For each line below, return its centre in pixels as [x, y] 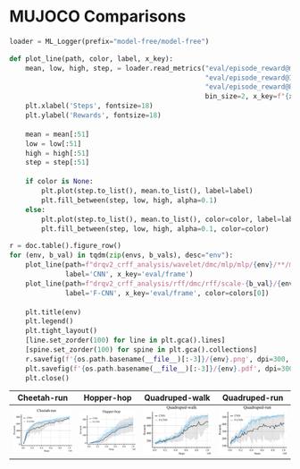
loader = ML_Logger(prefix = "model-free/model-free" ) [109, 41]
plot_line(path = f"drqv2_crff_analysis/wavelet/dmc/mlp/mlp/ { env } [150, 265]
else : [36, 209]
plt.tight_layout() [62, 331]
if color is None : [59, 182]
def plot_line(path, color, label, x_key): [92, 59]
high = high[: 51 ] [58, 153]
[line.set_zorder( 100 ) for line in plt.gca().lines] [125, 341]
